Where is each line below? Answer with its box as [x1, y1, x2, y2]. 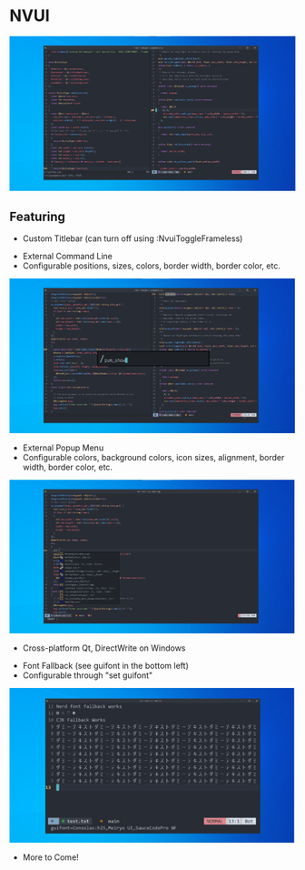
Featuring [9, 208, 66, 224]
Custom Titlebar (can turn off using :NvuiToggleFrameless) [22, 233, 243, 244]
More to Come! [22, 852, 79, 863]
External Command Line [22, 251, 113, 262]
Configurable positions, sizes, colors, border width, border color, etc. [22, 260, 281, 271]
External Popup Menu [22, 442, 104, 453]
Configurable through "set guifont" [22, 670, 153, 681]
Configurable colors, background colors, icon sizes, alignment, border [22, 451, 285, 462]
